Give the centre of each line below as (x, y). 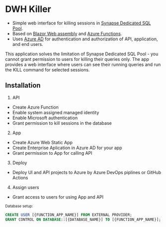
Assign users (26, 187)
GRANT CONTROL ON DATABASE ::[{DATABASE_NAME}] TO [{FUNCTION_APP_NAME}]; (83, 220)
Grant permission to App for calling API (52, 153)
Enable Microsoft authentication (45, 118)
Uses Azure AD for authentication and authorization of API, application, (85, 39)
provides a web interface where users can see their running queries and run (83, 64)
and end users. (28, 44)
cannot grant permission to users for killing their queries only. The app (77, 59)
